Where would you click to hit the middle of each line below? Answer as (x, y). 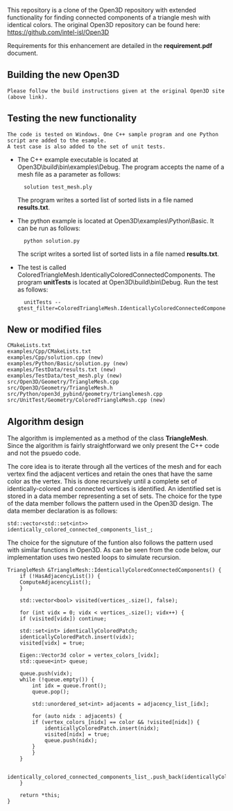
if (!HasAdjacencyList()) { (60, 577)
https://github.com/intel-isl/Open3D (58, 32)
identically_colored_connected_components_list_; (80, 530)
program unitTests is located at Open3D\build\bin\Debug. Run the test (118, 282)
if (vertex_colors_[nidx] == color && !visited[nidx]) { (116, 723)
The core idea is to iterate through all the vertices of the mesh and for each (114, 467)
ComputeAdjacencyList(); (55, 583)
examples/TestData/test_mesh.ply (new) (65, 376)
